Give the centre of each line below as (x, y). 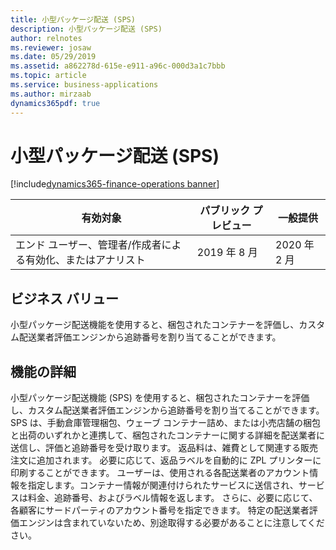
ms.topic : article (48, 76)
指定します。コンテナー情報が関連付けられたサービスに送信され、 (163, 485)
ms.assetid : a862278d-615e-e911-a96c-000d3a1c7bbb (118, 66)
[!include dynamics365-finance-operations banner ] (115, 184)
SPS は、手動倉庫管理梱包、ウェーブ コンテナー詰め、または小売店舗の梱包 (165, 423)
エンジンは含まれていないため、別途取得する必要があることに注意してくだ (171, 523)
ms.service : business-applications (84, 85)
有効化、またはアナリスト (85, 260)
